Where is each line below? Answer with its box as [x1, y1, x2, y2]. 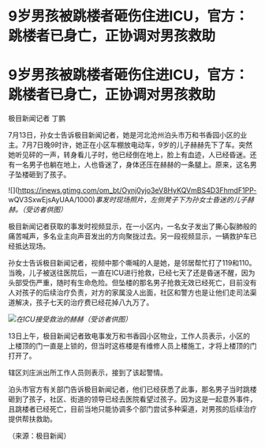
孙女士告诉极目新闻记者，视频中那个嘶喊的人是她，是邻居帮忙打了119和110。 [8, 258, 256, 268]
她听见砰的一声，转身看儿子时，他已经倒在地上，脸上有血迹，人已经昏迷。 [8, 150, 250, 160]
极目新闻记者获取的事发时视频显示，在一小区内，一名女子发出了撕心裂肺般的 [8, 222, 257, 232]
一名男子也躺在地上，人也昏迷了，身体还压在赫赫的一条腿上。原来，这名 [14, 160, 250, 170]
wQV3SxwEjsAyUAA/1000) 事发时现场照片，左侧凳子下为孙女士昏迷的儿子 [8, 195, 248, 205]
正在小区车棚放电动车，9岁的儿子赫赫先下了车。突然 [82, 140, 253, 150]
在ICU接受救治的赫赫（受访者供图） [16, 314, 132, 324]
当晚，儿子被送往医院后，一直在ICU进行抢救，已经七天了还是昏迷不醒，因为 [8, 268, 256, 277]
